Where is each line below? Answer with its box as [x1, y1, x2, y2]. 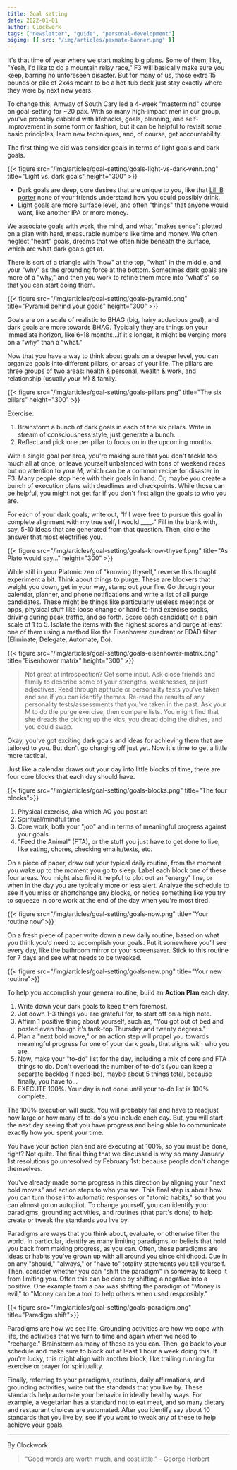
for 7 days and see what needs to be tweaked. [7, 954, 142, 962]
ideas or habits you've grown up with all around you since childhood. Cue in [7, 1252, 228, 1261]
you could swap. [24, 723, 73, 731]
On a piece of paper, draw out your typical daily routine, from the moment [7, 859, 221, 867]
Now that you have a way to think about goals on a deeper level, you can [7, 352, 219, 360]
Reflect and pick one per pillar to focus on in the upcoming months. [17, 438, 214, 446]
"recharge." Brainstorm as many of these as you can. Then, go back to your [7, 1339, 227, 1348]
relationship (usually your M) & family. [7, 374, 117, 383]
